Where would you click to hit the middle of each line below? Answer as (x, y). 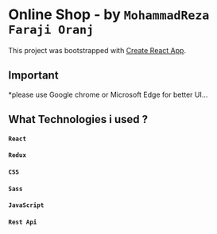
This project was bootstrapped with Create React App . (97, 50)
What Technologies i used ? (78, 119)
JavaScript (26, 205)
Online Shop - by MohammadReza (109, 15)
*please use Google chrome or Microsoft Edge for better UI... (108, 94)
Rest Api (23, 222)
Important (33, 76)
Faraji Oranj (51, 30)
